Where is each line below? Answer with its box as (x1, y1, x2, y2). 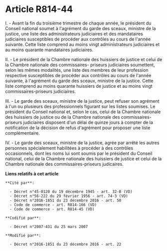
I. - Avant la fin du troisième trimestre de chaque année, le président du (5, 20, 152, 26)
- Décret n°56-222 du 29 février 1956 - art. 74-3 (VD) (9, 193, 128, 198)
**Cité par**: (5, 180, 35, 185)
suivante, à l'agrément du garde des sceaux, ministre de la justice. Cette (5, 78, 154, 84)
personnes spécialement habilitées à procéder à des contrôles (5, 145, 134, 151)
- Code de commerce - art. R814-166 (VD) (9, 202, 97, 207)
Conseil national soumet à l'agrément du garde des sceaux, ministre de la (5, 25, 156, 31)
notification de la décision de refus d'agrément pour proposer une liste (5, 124, 151, 131)
